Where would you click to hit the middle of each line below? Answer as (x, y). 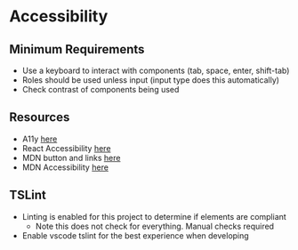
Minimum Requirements (77, 49)
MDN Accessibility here (65, 167)
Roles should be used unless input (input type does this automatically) (151, 80)
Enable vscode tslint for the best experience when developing (135, 235)
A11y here (40, 139)
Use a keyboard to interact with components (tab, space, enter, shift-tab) (156, 70)
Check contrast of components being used (101, 89)
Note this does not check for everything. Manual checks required (154, 226)
